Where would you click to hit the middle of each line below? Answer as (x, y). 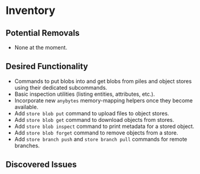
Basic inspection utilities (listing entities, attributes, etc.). (85, 94)
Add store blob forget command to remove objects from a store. (96, 132)
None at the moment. (41, 47)
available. (26, 107)
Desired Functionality (47, 66)
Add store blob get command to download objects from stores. (94, 119)
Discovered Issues (41, 165)
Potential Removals (43, 33)
